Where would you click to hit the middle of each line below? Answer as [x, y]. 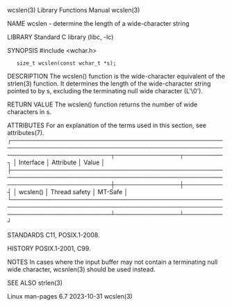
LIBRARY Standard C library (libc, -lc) [60, 37]
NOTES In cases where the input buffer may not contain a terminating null [113, 262]
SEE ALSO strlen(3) [35, 283]
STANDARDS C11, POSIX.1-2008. [53, 235]
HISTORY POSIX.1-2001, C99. [49, 249]
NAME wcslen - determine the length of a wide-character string [98, 23]
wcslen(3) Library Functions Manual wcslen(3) [74, 10]
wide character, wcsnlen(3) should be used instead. [81, 269]
